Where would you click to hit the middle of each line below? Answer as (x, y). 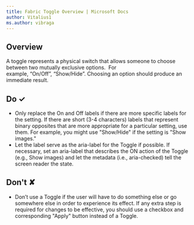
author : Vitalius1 (29, 17)
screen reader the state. (44, 164)
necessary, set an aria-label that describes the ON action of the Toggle (101, 151)
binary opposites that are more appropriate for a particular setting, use (101, 126)
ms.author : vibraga (30, 23)
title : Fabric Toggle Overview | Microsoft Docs (67, 12)
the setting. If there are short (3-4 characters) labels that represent (96, 119)
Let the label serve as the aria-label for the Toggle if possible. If (92, 145)
